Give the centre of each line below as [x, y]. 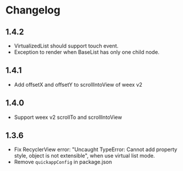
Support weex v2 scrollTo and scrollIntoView [68, 117]
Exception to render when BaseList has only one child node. [87, 52]
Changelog [33, 10]
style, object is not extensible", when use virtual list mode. [84, 156]
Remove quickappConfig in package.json [63, 162]
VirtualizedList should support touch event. [66, 46]
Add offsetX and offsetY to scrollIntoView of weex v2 [78, 84]
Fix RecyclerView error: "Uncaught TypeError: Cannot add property [96, 149]
